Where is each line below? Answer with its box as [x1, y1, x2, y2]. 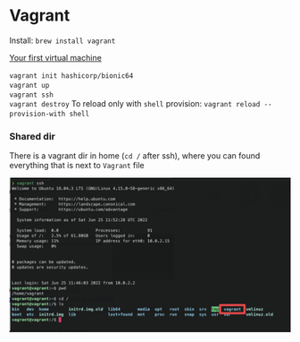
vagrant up [9, 81, 50, 90]
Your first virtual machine [9, 52, 103, 63]
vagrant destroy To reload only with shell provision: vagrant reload [9, 98, 261, 108]
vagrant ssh [9, 90, 54, 99]
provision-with [9, 109, 66, 118]
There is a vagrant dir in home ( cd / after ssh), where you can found [9, 150, 261, 161]
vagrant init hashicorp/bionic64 [9, 71, 134, 81]
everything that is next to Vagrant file [9, 160, 145, 171]
